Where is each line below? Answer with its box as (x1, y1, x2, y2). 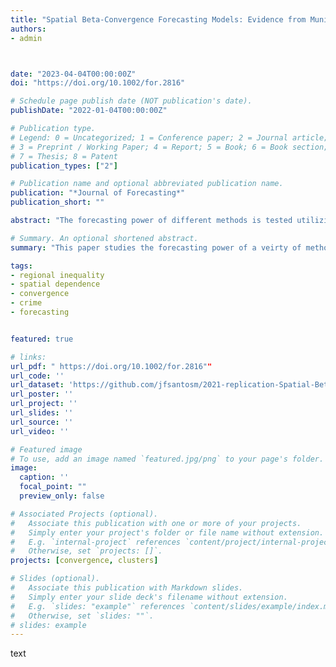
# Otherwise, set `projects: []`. (10, 546, 163, 556)
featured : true (10, 334, 74, 344)
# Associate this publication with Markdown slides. (10, 583, 244, 593)
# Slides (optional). (10, 574, 101, 584)
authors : (10, 24, 47, 34)
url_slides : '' (10, 408, 74, 418)
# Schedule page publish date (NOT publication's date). (10, 96, 253, 106)
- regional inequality (10, 270, 105, 280)
